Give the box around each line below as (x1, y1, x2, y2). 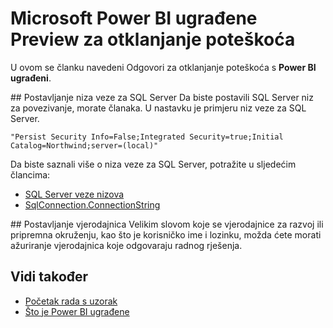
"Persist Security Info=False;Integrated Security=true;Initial (10, 132, 284, 142)
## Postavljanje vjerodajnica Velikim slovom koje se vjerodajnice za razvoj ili (10, 218, 324, 230)
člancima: (10, 168, 51, 181)
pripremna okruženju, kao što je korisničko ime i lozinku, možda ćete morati (10, 228, 322, 241)
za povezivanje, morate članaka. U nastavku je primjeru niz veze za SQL (10, 102, 307, 114)
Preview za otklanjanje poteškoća (10, 28, 296, 51)
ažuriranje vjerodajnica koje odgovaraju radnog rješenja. (10, 239, 243, 251)
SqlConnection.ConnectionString (24, 198, 161, 211)
